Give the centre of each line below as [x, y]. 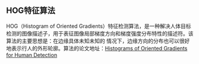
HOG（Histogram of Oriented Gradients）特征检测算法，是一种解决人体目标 [99, 26]
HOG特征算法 [31, 11]
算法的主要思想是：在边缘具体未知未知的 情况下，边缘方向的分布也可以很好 [98, 41]
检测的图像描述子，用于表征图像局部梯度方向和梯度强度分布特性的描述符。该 [100, 33]
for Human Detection [32, 55]
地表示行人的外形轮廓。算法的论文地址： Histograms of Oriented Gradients [97, 48]
